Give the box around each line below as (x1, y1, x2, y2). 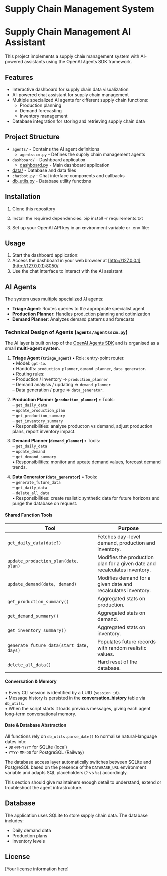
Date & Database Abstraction (5, 722, 67, 728)
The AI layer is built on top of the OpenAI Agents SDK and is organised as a (5, 340, 159, 346)
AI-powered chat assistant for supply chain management (12, 91, 129, 98)
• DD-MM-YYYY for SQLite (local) (5, 744, 67, 750)
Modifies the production (97, 554, 154, 561)
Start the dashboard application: (12, 252, 79, 258)
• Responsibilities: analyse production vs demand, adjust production (12, 423, 153, 429)
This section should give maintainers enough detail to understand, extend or (5, 779, 162, 785)
